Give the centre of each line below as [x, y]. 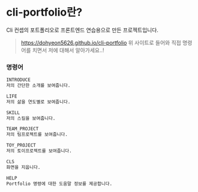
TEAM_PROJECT [22, 129]
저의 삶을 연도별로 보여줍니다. [38, 102]
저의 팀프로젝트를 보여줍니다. [37, 135]
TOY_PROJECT [21, 145]
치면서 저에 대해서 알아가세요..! [68, 50]
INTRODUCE [19, 80]
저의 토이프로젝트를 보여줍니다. [39, 151]
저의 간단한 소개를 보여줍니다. [38, 86]
